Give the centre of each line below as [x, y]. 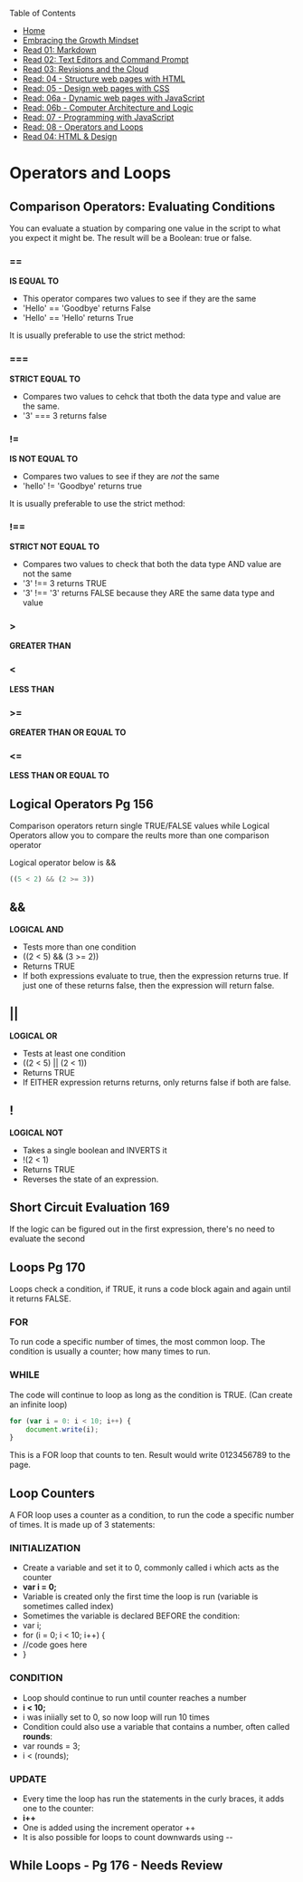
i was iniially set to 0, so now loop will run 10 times [116, 1717]
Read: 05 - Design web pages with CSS [96, 88]
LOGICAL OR [33, 1036]
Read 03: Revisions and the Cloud [85, 69]
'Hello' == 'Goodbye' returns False [86, 308]
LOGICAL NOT [36, 1133]
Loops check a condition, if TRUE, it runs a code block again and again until [150, 1289]
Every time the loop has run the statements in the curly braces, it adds [153, 1799]
